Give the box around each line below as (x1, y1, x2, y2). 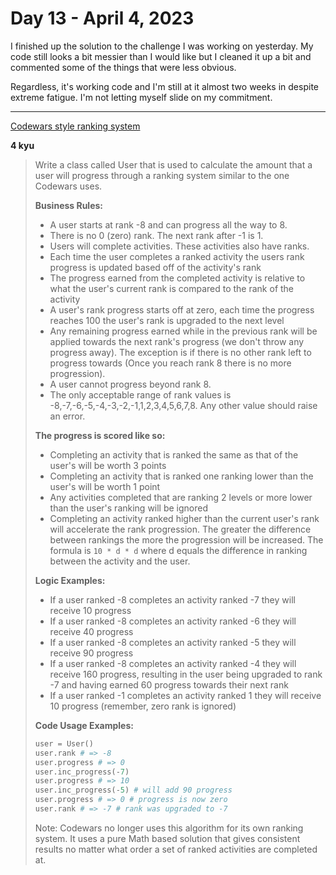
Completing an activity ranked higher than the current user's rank (49, 512, 320, 524)
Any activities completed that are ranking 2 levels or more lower (49, 491, 313, 503)
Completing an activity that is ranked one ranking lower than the (49, 470, 314, 482)
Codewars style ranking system (10, 120, 141, 132)
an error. (49, 410, 86, 422)
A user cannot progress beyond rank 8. (49, 378, 212, 390)
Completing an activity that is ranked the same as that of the (49, 448, 299, 461)
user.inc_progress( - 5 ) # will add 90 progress (34, 785, 233, 796)
